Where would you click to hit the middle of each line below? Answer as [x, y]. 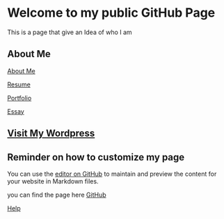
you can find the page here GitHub [57, 195]
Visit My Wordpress [51, 134]
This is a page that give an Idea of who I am [70, 32]
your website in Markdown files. [53, 181]
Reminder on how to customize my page [96, 157]
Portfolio [19, 98]
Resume [19, 84]
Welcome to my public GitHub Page [111, 13]
